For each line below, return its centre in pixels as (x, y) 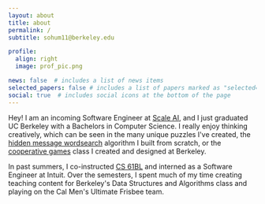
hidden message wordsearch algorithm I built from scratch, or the (115, 143)
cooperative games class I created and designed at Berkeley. (107, 151)
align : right (37, 59)
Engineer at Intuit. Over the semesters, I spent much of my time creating (125, 175)
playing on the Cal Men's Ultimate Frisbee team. (86, 191)
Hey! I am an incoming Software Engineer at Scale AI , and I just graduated (128, 117)
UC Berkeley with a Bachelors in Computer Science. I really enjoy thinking (128, 126)
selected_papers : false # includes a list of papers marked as (114, 87)
